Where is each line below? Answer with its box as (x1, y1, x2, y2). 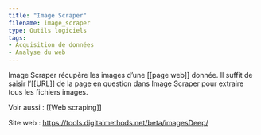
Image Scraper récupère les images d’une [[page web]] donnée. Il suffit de (8, 71, 253, 79)
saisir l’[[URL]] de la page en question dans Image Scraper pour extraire (8, 79, 244, 88)
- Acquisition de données (8, 41, 94, 49)
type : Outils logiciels (8, 26, 88, 34)
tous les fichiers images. (8, 87, 89, 96)
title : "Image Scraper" (8, 11, 88, 20)
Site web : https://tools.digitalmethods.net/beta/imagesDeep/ (8, 118, 208, 127)
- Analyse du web (8, 48, 66, 56)
